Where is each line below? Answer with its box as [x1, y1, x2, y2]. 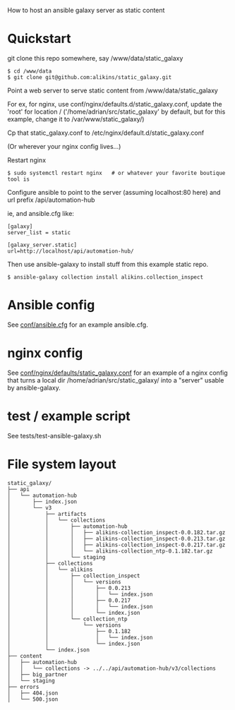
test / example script [7, 409, 131, 424]
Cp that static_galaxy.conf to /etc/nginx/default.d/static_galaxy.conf [7, 128, 205, 137]
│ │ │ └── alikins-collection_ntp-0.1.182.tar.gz [7, 547, 213, 555]
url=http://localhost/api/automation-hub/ [7, 247, 134, 255]
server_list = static [7, 229, 71, 236]
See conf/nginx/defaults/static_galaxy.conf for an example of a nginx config [7, 368, 228, 377]
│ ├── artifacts [7, 510, 87, 517]
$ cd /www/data [7, 67, 52, 75]
